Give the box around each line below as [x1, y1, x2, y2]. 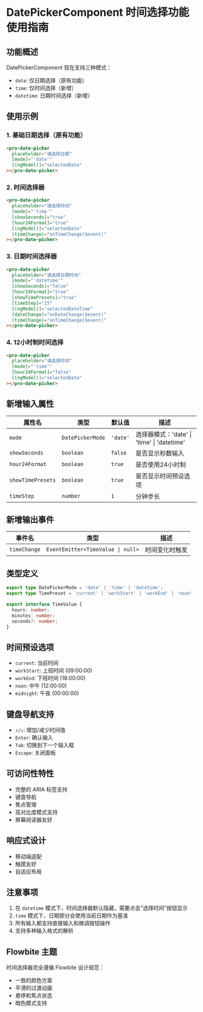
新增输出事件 [6, 514, 54, 525]
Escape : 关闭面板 [14, 749, 56, 756]
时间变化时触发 [144, 546, 188, 554]
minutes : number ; [11, 613, 56, 619]
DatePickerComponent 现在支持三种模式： [6, 64, 112, 71]
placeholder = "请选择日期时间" [11, 272, 82, 278]
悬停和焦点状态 [14, 992, 53, 999]
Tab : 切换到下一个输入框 [14, 742, 74, 749]
